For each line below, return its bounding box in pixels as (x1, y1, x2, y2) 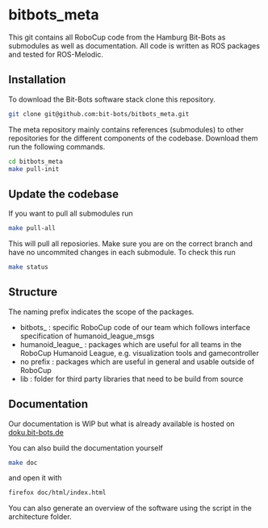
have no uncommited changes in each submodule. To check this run (8, 248, 236, 258)
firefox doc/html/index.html (8, 488, 107, 497)
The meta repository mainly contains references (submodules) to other (8, 124, 244, 134)
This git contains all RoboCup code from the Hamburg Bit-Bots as (8, 32, 226, 42)
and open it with (8, 473, 62, 483)
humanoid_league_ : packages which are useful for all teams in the (19, 339, 242, 349)
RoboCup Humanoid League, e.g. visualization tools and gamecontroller (19, 348, 260, 358)
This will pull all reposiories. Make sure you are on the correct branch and (8, 239, 253, 249)
